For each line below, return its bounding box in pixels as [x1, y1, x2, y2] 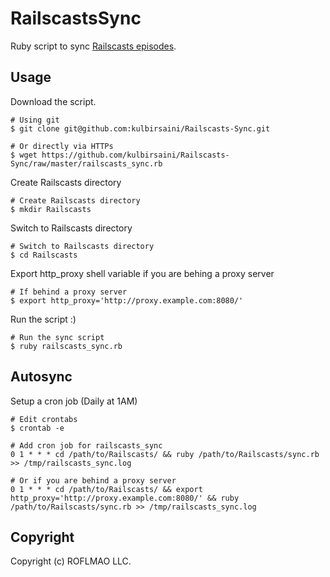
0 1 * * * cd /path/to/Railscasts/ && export [10, 484, 203, 494]
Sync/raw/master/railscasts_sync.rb [10, 158, 163, 169]
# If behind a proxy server [10, 287, 128, 297]
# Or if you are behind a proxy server [10, 475, 177, 486]
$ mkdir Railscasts [10, 204, 92, 214]
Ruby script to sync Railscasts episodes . [10, 40, 177, 52]
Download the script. [10, 95, 97, 107]
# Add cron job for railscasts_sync [10, 440, 163, 451]
